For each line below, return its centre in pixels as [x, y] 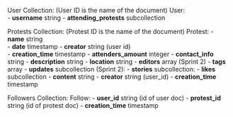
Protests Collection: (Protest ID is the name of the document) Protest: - [110, 32]
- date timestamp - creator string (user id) [69, 46]
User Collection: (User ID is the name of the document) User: [96, 10]
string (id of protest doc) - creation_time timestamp [83, 105]
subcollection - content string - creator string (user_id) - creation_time [112, 77]
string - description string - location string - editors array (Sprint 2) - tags [117, 62]
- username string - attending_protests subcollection [86, 18]
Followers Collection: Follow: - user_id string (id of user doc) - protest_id [114, 98]
